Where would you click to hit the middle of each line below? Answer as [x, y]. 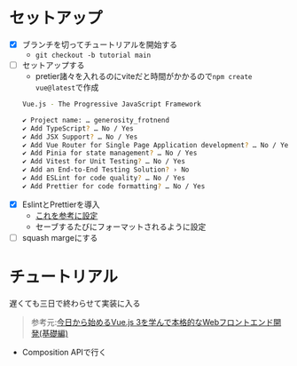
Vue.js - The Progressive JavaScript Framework [111, 104]
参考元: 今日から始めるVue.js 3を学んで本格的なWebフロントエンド [152, 322]
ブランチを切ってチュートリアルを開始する [99, 44]
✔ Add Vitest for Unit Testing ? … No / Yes [104, 162]
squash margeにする [60, 237]
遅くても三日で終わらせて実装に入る [75, 303]
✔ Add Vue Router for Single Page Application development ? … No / [149, 145]
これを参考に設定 [66, 215]
